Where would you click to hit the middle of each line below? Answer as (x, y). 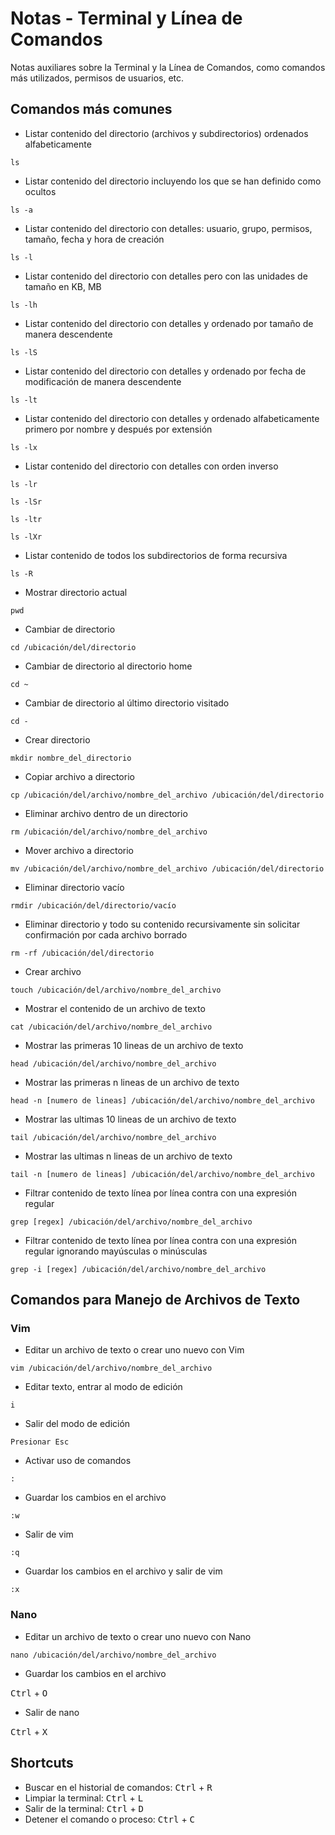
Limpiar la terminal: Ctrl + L (84, 1798)
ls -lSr (26, 502)
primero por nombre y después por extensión (118, 429)
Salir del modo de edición (77, 1424)
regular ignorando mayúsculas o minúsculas (116, 1251)
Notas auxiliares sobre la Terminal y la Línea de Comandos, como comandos (168, 67)
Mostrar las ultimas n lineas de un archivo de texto (128, 1156)
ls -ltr (26, 519)
